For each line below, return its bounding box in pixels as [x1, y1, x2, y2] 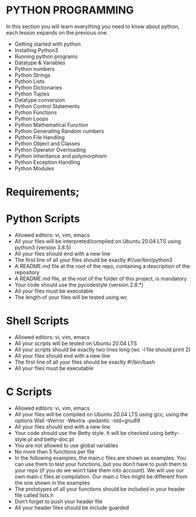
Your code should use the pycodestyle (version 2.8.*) [14, 282, 144, 289]
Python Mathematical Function [14, 121, 89, 128]
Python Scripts [6, 212, 80, 225]
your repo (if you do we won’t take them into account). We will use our [14, 467, 184, 474]
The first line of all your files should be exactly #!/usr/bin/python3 [14, 256, 173, 263]
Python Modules [14, 165, 54, 172]
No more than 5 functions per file [14, 448, 95, 455]
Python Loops [14, 115, 49, 122]
